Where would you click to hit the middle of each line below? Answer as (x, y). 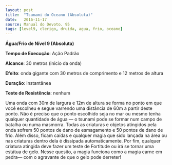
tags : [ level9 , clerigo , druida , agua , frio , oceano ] (64, 29)
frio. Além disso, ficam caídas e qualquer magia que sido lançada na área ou (86, 135)
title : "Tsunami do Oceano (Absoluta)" (49, 15)
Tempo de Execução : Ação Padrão (42, 54)
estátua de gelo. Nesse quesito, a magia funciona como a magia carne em (84, 152)
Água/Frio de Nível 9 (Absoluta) (40, 43)
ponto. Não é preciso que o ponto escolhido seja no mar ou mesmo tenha (83, 114)
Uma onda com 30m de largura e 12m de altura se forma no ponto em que (84, 103)
